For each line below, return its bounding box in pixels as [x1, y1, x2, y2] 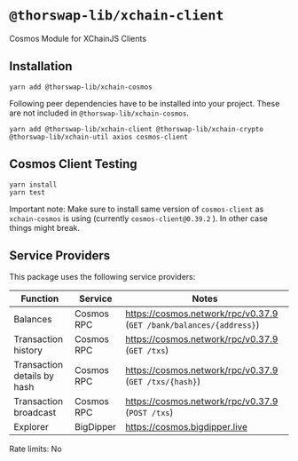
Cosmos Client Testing [9, 156, 137, 171]
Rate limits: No [9, 443, 62, 455]
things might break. [9, 222, 80, 233]
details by [13, 370, 55, 382]
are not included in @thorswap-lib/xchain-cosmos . [9, 107, 189, 118]
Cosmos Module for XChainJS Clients [9, 33, 147, 44]
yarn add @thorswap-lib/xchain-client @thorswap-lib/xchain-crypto [9, 124, 264, 133]
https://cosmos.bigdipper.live [125, 421, 248, 433]
